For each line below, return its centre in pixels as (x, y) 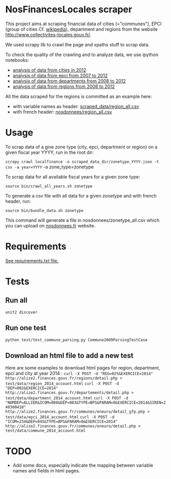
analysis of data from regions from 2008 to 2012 (64, 86)
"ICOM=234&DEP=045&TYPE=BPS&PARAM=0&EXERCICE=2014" (61, 422)
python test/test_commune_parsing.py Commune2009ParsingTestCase (76, 340)
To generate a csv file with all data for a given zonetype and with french (81, 196)
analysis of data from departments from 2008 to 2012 (69, 81)
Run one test (26, 328)
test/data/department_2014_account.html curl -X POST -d (67, 398)
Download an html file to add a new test (69, 356)
